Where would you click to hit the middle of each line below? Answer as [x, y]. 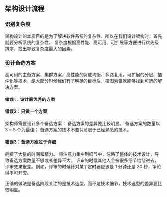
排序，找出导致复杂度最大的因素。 [40, 48]
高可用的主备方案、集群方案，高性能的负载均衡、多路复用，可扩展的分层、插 [83, 74]
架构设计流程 [25, 9]
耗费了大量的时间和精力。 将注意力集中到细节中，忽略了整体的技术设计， [80, 154]
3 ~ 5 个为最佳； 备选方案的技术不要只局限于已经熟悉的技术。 [68, 130]
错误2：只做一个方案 [26, 111]
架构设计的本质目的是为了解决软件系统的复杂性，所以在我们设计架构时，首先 [83, 36]
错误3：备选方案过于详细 [31, 142]
